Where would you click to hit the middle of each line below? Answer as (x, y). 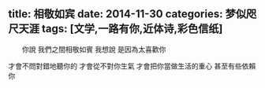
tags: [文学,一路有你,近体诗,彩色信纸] (132, 29)
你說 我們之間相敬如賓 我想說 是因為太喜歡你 (94, 49)
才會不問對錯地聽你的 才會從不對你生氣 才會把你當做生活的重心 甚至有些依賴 (132, 66)
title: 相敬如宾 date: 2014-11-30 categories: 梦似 (127, 14)
